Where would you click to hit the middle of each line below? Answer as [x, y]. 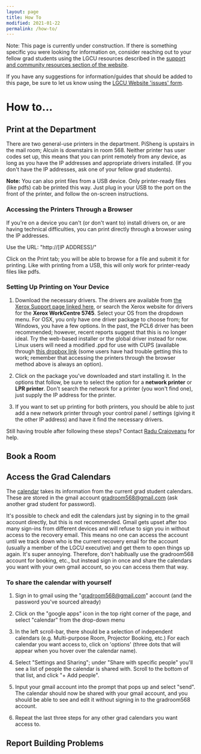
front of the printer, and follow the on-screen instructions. [77, 194]
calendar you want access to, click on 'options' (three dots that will [98, 644]
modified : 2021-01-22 [33, 23]
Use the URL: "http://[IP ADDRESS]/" [52, 247]
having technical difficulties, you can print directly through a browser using [99, 229]
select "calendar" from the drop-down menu [70, 620]
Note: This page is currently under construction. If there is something [91, 46]
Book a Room [31, 456]
